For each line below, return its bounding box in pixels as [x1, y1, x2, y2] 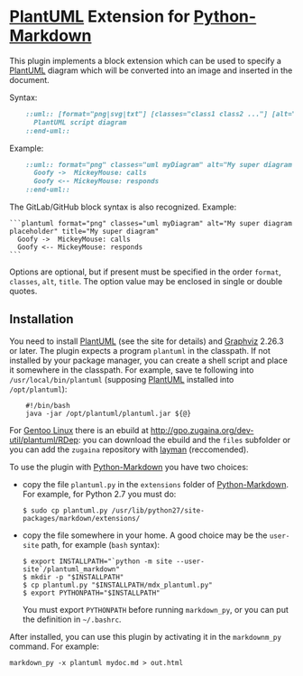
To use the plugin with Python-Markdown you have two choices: [9, 461, 249, 472]
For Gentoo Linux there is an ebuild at [9, 424, 149, 435]
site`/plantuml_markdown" [22, 564, 120, 574]
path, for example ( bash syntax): [41, 539, 161, 550]
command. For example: [9, 641, 99, 652]
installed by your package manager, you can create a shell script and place [9, 355, 289, 366]
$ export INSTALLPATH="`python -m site [22, 557, 173, 566]
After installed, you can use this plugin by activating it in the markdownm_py [9, 631, 282, 642]
